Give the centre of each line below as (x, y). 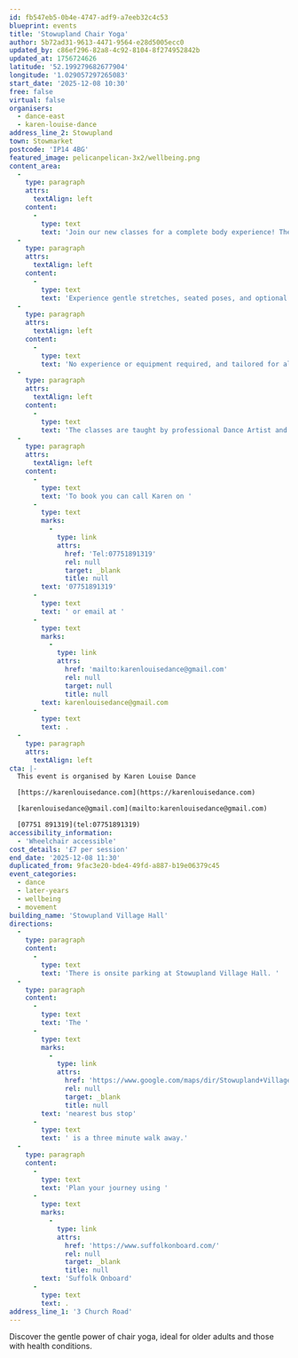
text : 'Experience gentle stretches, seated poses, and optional (165, 298)
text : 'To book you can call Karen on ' (117, 496)
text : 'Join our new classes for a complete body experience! (158, 232)
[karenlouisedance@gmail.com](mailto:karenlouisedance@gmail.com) (142, 809)
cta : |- (24, 769)
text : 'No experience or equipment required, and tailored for (160, 364)
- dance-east (41, 116)
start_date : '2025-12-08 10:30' (69, 83)
